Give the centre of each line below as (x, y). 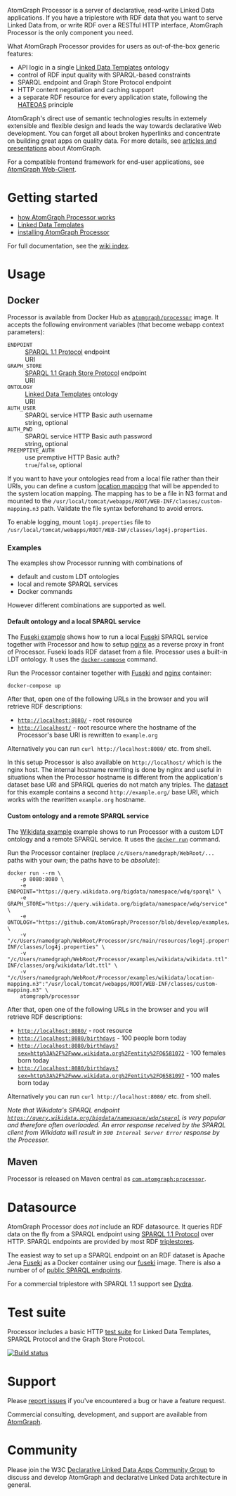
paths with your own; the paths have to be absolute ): (84, 860)
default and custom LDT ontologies (68, 577)
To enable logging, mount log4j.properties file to (79, 522)
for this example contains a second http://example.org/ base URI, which (113, 792)
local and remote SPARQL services (67, 584)
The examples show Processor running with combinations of (95, 563)
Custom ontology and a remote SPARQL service (78, 816)
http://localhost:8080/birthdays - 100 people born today (102, 1038)
